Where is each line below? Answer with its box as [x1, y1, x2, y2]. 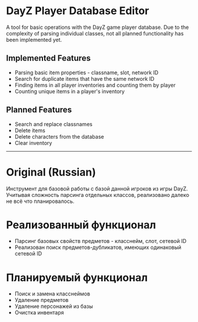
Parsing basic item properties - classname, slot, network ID [14, 69, 159, 76]
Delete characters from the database [14, 133, 104, 140]
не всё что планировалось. [6, 198, 75, 205]
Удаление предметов [14, 297, 69, 304]
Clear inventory [14, 139, 52, 146]
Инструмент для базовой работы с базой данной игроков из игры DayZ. [6, 185, 189, 192]
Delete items [14, 127, 45, 134]
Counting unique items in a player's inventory [14, 87, 125, 95]
